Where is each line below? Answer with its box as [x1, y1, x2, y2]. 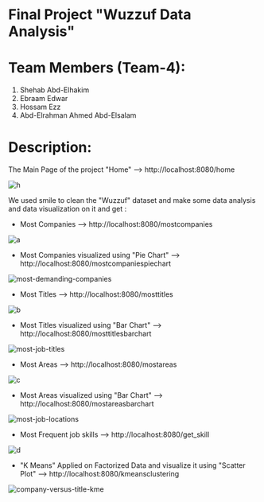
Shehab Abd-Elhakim [19, 85, 90, 95]
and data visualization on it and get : [8, 204, 127, 214]
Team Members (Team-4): [8, 59, 186, 77]
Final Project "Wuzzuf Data [8, 6, 192, 24]
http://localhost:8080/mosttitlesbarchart [19, 329, 152, 339]
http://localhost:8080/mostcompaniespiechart [19, 259, 172, 268]
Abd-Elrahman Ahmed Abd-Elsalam [19, 111, 137, 120]
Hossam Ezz [19, 102, 61, 112]
